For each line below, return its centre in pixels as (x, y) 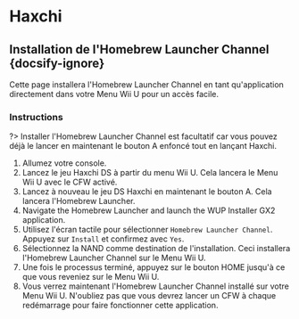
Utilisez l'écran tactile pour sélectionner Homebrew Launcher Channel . (147, 230)
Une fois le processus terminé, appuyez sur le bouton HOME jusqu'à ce (154, 267)
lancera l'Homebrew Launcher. (79, 201)
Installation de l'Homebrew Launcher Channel (139, 49)
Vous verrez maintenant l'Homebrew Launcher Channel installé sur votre (156, 286)
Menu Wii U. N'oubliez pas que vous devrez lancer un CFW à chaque (149, 296)
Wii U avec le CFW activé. (70, 182)
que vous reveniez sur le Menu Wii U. (91, 277)
